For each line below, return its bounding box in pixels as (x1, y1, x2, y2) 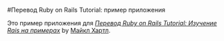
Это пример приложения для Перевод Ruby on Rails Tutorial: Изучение (7, 19, 217, 27)
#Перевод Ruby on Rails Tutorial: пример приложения (7, 6, 166, 14)
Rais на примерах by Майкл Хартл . (7, 27, 111, 34)
